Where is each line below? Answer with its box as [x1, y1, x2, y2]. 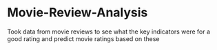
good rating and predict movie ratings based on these [7, 34, 160, 42]
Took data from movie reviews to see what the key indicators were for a [7, 27, 211, 36]
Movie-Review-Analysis [7, 5, 148, 21]
